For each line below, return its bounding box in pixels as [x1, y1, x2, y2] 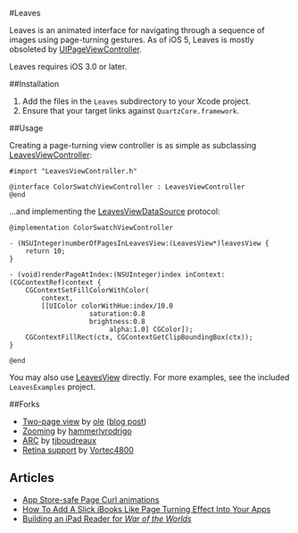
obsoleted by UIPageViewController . [9, 44, 143, 55]
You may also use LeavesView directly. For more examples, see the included [9, 372, 290, 383]
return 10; [25, 247, 66, 256]
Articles [9, 470, 55, 486]
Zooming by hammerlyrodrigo [21, 426, 132, 436]
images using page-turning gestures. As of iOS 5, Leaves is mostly [9, 35, 254, 45]
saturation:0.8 [88, 309, 145, 318]
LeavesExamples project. [9, 382, 96, 392]
